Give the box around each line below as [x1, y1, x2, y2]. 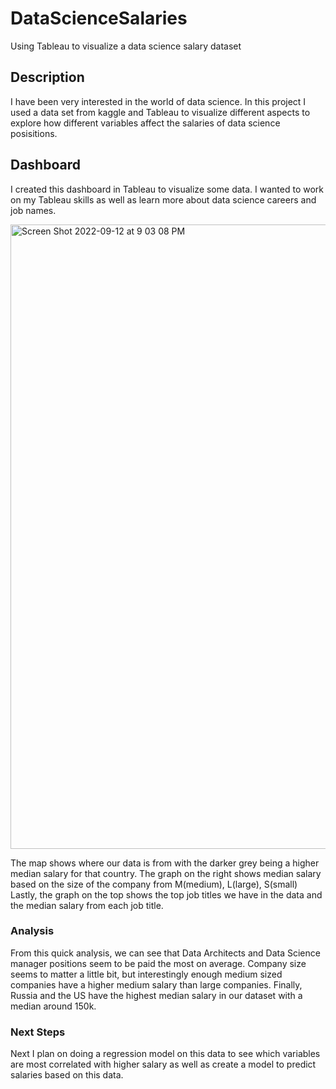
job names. [10, 204, 57, 216]
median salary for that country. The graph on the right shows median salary [10, 867, 322, 879]
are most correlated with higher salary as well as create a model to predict [10, 1058, 317, 1071]
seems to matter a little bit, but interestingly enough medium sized [10, 968, 283, 980]
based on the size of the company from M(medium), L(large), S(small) [10, 878, 298, 890]
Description [10, 69, 85, 86]
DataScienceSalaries [10, 7, 188, 30]
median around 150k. [10, 1000, 97, 1012]
